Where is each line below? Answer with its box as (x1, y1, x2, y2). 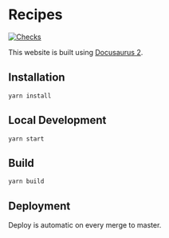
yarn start (8, 134, 45, 143)
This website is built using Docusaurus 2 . (8, 47, 143, 57)
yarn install (8, 92, 52, 100)
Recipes (8, 6, 63, 24)
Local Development (8, 113, 107, 127)
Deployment (8, 199, 71, 212)
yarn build (8, 177, 45, 185)
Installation (8, 70, 65, 85)
